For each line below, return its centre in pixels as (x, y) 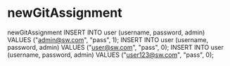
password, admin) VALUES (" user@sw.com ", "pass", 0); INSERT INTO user (115, 47)
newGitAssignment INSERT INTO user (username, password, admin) (106, 32)
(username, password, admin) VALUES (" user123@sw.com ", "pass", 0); (111, 55)
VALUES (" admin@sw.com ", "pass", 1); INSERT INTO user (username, (108, 39)
